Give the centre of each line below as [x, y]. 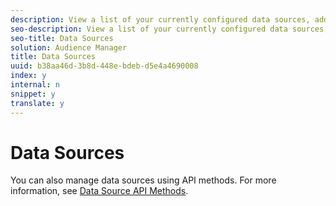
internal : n [35, 85]
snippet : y [33, 94]
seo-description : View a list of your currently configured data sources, [169, 29]
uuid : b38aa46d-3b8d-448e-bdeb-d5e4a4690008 [104, 66]
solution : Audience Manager [69, 47]
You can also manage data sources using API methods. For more [143, 180]
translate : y [37, 103]
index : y [28, 76]
